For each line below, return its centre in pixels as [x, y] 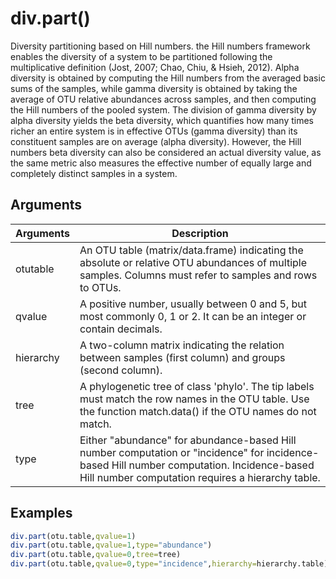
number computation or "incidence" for [172, 452]
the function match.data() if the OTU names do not [198, 411]
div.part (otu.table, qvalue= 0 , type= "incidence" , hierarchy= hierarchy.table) [169, 564]
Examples [41, 513]
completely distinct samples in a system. [94, 173]
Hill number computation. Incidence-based [213, 465]
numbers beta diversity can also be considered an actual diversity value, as [166, 152]
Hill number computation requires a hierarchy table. [200, 477]
